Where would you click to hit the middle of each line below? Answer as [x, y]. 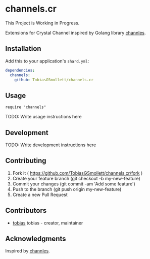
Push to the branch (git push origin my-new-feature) [67, 189]
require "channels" [26, 107]
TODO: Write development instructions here [51, 145]
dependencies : [20, 70]
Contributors [26, 211]
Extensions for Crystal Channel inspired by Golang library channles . [76, 33]
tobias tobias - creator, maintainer [48, 223]
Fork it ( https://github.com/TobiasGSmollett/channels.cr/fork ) [78, 173]
